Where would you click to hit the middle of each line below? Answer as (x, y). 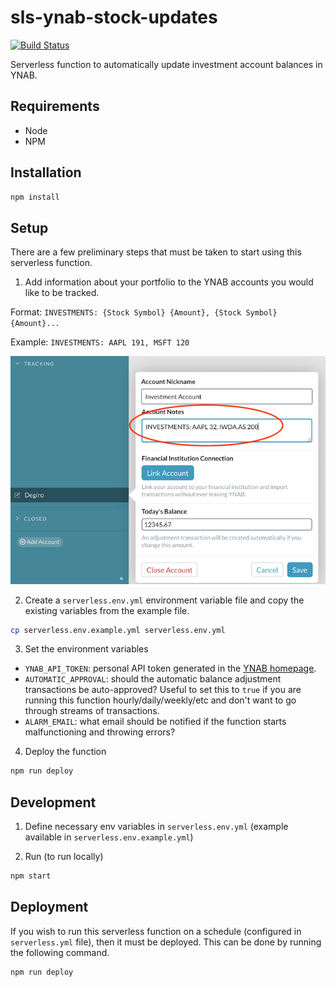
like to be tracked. (62, 293)
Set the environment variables (86, 649)
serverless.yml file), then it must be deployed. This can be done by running (166, 942)
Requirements (55, 106)
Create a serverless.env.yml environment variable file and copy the (164, 600)
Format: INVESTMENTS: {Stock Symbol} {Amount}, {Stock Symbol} (144, 312)
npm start (31, 876)
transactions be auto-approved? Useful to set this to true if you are (163, 690)
